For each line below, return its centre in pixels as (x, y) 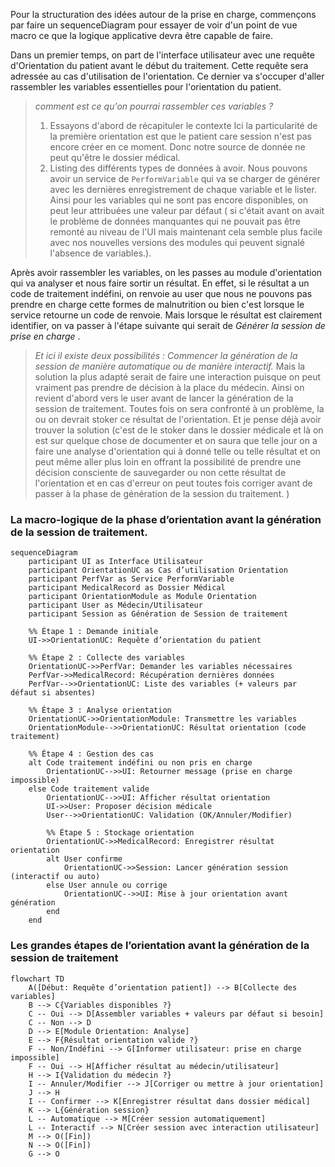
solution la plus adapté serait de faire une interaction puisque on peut (178, 377)
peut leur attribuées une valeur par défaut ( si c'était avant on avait (187, 210)
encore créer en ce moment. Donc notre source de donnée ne (177, 147)
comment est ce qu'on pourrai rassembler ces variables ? (154, 106)
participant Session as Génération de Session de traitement (158, 614)
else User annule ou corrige (107, 885)
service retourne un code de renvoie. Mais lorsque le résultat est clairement (166, 315)
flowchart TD (37, 979)
